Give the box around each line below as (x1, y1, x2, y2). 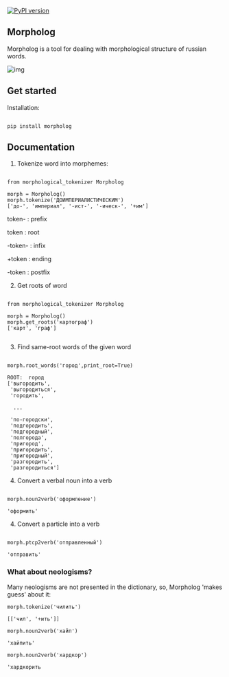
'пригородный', (10, 452, 53, 460)
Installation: (7, 103, 40, 111)
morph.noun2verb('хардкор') (7, 652, 88, 658)
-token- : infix (7, 241, 46, 250)
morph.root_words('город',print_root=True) (7, 362, 134, 369)
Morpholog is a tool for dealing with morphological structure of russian (7, 45, 207, 53)
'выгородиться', (10, 386, 57, 393)
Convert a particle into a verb (16, 520, 100, 529)
